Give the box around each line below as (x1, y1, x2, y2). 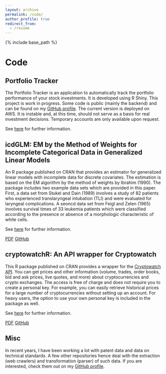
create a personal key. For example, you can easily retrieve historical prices (5, 284, 160, 290)
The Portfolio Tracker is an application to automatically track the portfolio (5, 90, 154, 96)
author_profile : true (5, 16, 50, 21)
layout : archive (5, 7, 39, 12)
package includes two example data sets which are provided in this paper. (5, 185, 157, 190)
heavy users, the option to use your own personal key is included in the (5, 295, 151, 301)
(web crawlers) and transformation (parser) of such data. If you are (5, 358, 142, 364)
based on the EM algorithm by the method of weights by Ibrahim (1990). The (5, 180, 161, 186)
